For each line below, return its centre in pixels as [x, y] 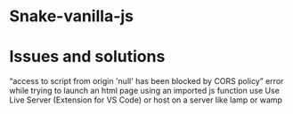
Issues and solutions [87, 57]
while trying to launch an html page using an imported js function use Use [145, 91]
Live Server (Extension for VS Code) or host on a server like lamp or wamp [146, 100]
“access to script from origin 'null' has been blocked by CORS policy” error [146, 81]
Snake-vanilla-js [72, 16]
